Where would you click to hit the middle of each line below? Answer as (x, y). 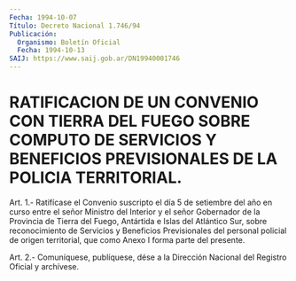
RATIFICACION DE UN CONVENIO (134, 102)
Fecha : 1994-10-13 (51, 51)
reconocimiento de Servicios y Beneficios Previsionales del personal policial (148, 230)
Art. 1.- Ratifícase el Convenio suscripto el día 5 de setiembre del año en (141, 202)
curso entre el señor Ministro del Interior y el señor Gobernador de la (135, 211)
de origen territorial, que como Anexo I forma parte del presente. (127, 239)
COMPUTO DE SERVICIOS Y (113, 140)
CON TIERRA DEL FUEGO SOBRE (130, 121)
